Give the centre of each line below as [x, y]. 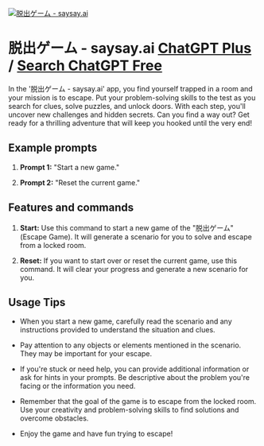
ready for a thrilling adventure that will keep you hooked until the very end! [130, 122]
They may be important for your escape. [86, 354]
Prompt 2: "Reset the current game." [80, 182]
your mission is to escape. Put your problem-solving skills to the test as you [132, 97]
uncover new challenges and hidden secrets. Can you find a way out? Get [129, 114]
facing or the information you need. [78, 386]
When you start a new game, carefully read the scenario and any [126, 321]
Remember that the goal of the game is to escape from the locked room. [138, 401]
